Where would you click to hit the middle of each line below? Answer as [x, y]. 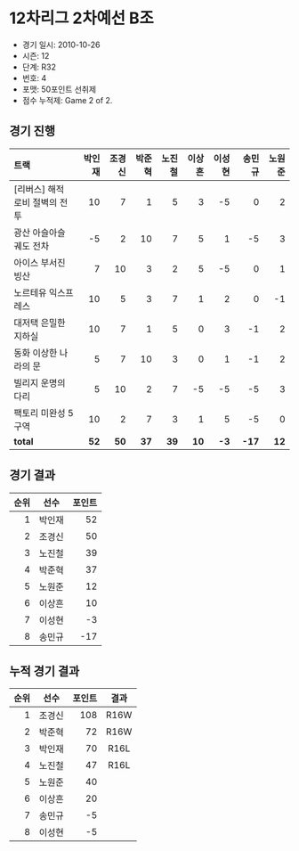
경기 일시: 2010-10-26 [61, 45]
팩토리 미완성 [40, 413]
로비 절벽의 [36, 202]
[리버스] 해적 [39, 189]
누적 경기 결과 [44, 671]
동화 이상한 [36, 353]
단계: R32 [39, 67]
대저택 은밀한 [40, 323]
